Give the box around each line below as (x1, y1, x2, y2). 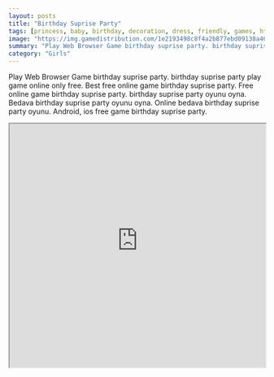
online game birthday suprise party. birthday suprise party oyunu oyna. (8, 89, 247, 98)
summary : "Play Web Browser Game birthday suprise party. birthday (8, 42, 242, 50)
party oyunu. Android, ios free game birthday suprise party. (8, 106, 207, 116)
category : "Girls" (8, 50, 71, 58)
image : (8, 34, 31, 43)
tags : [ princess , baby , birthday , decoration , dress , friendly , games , (8, 27, 256, 35)
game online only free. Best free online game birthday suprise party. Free (8, 80, 254, 90)
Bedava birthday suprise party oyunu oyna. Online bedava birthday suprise (8, 98, 260, 107)
